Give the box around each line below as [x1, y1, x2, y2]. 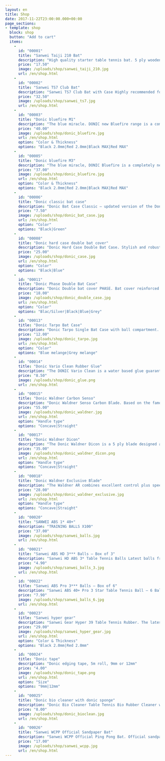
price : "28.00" [18, 487, 50, 492]
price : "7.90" [18, 592, 48, 598]
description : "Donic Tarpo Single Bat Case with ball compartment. [18, 328, 160, 333]
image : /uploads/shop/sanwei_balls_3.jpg [18, 565, 105, 570]
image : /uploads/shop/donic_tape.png [18, 670, 96, 675]
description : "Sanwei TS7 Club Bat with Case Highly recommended [18, 90, 155, 94]
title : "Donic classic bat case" [18, 199, 87, 204]
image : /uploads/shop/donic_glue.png [18, 377, 96, 383]
